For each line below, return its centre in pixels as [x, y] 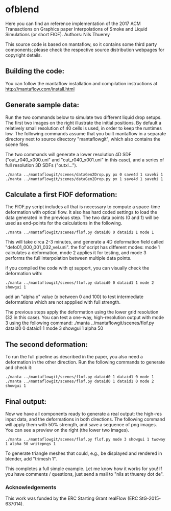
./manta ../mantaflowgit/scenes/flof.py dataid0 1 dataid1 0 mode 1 [80, 377]
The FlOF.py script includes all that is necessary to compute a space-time [83, 207]
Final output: [26, 401]
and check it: [19, 368]
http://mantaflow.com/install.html [40, 89]
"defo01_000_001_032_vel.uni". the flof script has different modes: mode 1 [83, 247]
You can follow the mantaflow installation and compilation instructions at [81, 83]
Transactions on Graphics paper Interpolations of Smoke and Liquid [76, 29]
